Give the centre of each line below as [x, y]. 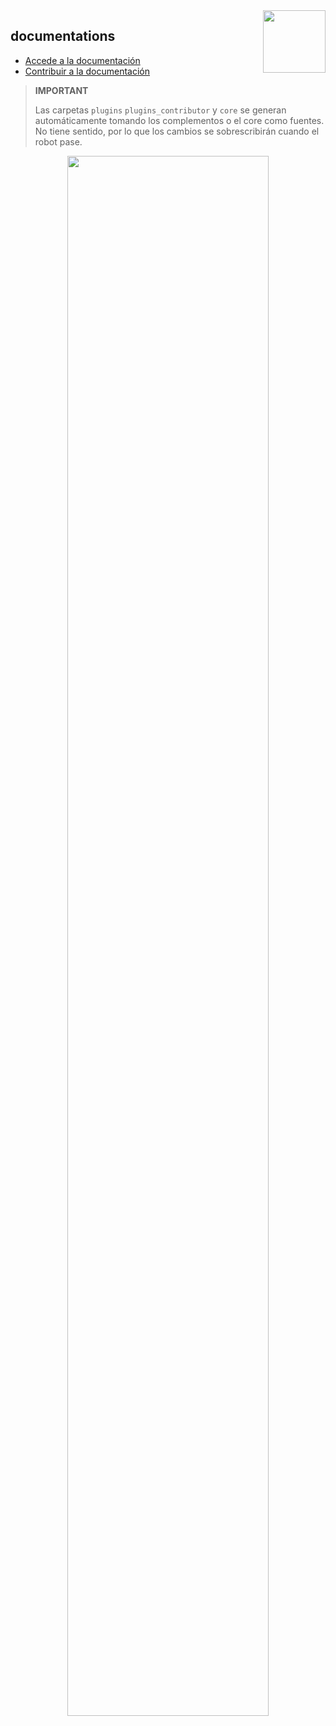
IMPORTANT [61, 90]
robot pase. [58, 141]
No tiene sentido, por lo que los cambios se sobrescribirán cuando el [177, 131]
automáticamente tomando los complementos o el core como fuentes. [179, 120]
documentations [63, 36]
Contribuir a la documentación [87, 71]
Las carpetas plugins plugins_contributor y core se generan [160, 110]
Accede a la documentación [82, 60]
